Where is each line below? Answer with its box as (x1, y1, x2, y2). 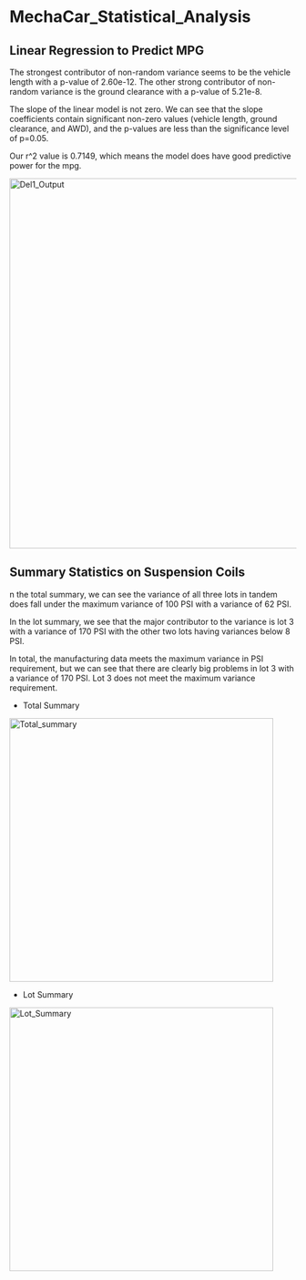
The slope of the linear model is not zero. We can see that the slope (9, 104, 264, 115)
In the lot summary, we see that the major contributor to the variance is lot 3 (9, 616, 294, 627)
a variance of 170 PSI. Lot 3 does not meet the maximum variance (9, 672, 256, 683)
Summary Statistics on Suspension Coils (9, 565, 246, 580)
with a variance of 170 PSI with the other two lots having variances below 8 (9, 626, 291, 637)
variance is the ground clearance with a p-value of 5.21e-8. (40, 87, 262, 97)
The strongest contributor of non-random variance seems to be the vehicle (9, 67, 291, 77)
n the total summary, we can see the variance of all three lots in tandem (9, 589, 278, 599)
